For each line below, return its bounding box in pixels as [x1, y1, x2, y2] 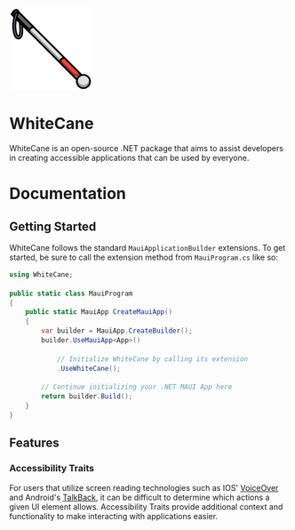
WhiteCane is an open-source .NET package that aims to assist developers [9, 142, 284, 153]
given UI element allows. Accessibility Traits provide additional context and [9, 501, 283, 512]
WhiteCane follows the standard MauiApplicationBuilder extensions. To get [9, 242, 286, 253]
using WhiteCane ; [9, 269, 74, 279]
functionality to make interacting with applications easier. [9, 510, 219, 521]
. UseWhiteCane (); [56, 364, 122, 373]
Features [9, 436, 60, 451]
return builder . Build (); [41, 392, 133, 401]
